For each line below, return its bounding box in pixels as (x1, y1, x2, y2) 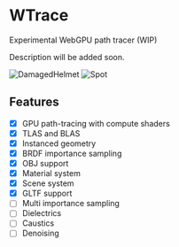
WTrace (9, 5, 69, 26)
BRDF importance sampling (21, 148, 122, 158)
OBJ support (21, 158, 69, 168)
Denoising (21, 228, 59, 239)
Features (9, 95, 59, 110)
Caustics (21, 218, 55, 228)
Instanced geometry (21, 138, 97, 149)
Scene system (21, 178, 74, 189)
